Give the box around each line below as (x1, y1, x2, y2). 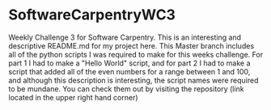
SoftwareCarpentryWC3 (8, 6, 176, 24)
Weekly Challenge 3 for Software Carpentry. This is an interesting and (8, 32, 241, 42)
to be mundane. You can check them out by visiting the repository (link (8, 83, 244, 94)
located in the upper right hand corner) (8, 92, 139, 102)
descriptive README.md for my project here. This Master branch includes (8, 40, 255, 50)
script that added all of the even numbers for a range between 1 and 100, (8, 66, 251, 76)
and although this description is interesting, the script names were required (8, 75, 259, 85)
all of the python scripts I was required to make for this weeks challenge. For (8, 49, 264, 59)
